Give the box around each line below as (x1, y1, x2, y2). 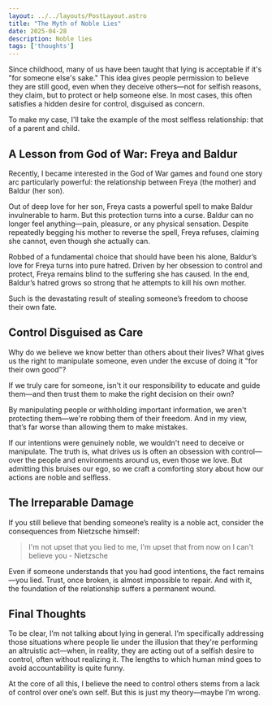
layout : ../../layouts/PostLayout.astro (8, 11, 148, 20)
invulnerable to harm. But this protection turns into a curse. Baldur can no (8, 210, 254, 220)
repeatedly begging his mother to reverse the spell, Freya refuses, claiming (8, 227, 260, 237)
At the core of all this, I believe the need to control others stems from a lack (8, 679, 260, 689)
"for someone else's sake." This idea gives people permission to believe (8, 73, 249, 83)
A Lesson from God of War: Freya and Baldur (8, 147, 238, 161)
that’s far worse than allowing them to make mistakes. (8, 422, 188, 432)
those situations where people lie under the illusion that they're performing (8, 638, 258, 647)
